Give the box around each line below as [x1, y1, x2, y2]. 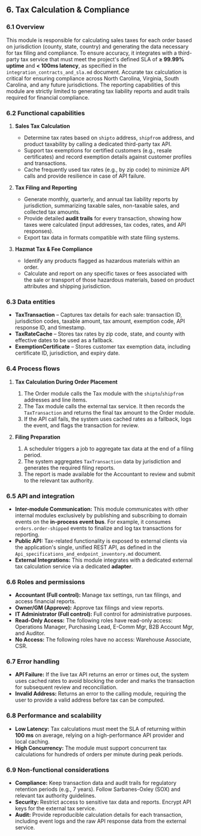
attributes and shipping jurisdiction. [23, 282, 112, 290]
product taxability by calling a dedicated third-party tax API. [23, 140, 172, 148]
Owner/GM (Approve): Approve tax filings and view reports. [14, 604, 164, 612]
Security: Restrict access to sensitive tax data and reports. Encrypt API [14, 798, 191, 806]
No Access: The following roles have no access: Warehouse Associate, [14, 636, 192, 643]
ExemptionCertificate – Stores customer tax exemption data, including [14, 343, 191, 350]
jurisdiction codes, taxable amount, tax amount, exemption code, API [14, 317, 185, 325]
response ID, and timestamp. [14, 324, 86, 331]
